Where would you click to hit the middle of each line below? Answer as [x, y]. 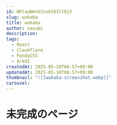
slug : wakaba [22, 17]
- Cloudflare [27, 50]
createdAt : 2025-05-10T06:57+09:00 [50, 67]
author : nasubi [25, 28]
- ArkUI [21, 61]
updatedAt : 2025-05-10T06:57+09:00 [50, 72]
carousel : [18, 84]
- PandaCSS [25, 56]
